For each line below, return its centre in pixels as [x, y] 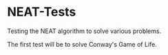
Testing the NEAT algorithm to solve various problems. [84, 31]
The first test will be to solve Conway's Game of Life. [82, 44]
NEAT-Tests [42, 12]
